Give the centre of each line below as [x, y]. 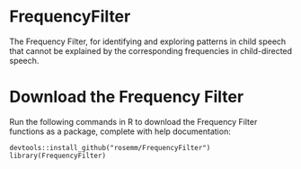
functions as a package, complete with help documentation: [120, 131]
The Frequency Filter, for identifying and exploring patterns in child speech [148, 41]
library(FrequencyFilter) [58, 156]
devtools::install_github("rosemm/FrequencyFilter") [110, 147]
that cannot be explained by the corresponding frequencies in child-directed [151, 50]
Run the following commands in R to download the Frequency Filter [133, 121]
